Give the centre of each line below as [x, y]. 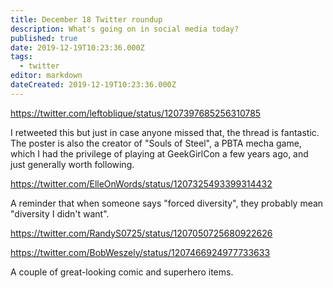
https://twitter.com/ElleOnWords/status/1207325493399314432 [141, 183]
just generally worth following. [72, 164]
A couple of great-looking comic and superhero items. [122, 272]
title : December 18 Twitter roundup [86, 19]
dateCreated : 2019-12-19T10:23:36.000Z [93, 85]
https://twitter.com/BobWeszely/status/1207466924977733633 [140, 252]
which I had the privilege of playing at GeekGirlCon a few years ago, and [159, 153]
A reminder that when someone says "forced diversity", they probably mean [167, 203]
